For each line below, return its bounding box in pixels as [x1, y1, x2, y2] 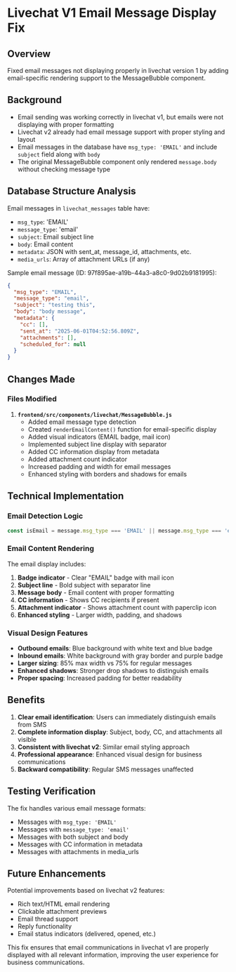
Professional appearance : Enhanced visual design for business [17, 750, 202, 759]
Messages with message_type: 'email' [17, 825, 130, 833]
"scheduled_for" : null [20, 340, 86, 348]
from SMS [17, 720, 47, 728]
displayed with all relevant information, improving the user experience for [7, 951, 219, 959]
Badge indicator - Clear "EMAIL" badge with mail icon [17, 573, 174, 582]
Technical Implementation [7, 490, 124, 502]
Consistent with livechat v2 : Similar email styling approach [17, 743, 190, 751]
